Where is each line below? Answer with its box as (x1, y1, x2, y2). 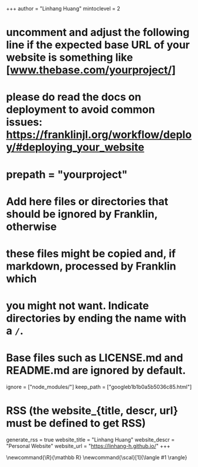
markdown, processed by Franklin (6, 260, 177, 273)
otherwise (6, 220, 57, 233)
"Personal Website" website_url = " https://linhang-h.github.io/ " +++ (6, 443, 171, 449)
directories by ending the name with (6, 312, 187, 325)
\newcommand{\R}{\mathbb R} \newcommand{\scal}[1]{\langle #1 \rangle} (6, 454, 187, 460)
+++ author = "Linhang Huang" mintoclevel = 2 (6, 5, 121, 12)
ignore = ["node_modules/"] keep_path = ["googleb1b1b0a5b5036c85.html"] (6, 384, 192, 391)
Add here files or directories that (6, 194, 169, 208)
